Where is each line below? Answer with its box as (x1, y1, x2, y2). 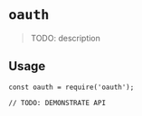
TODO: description (30, 32, 101, 43)
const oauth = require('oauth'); (8, 83, 135, 92)
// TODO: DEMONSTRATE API (8, 98, 106, 107)
